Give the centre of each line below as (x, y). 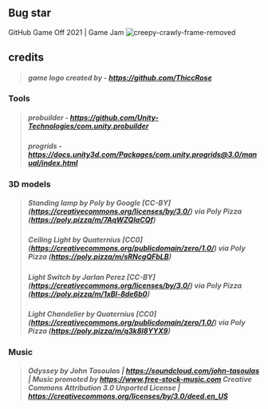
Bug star (30, 13)
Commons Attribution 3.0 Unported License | (104, 388)
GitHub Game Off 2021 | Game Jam (66, 32)
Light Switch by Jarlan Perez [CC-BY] (91, 277)
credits (26, 58)
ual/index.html (53, 163)
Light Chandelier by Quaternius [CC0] (92, 314)
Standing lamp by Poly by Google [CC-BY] (99, 203)
